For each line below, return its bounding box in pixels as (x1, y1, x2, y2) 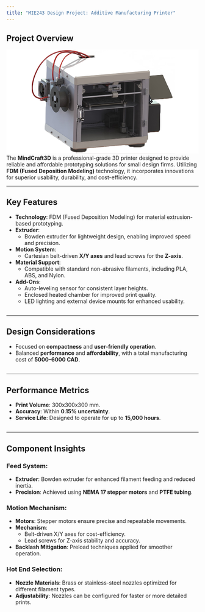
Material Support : (15, 258, 61, 266)
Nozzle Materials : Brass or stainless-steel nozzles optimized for (15, 579, 177, 586)
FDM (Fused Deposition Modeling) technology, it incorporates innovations (6, 167, 194, 174)
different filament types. (15, 585, 76, 592)
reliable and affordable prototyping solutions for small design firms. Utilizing (6, 160, 197, 168)
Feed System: (6, 461, 48, 470)
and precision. (24, 239, 60, 246)
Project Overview (6, 34, 74, 44)
